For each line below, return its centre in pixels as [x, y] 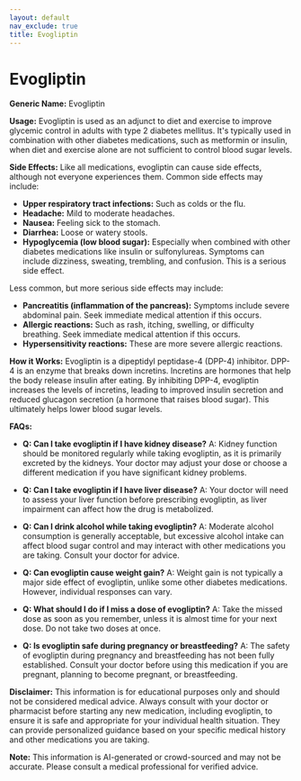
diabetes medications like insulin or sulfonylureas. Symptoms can [143, 252]
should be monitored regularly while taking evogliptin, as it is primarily [152, 453]
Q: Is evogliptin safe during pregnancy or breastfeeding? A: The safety [156, 646]
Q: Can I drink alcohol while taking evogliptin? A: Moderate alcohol [148, 526]
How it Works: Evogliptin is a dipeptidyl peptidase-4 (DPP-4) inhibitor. [139, 362]
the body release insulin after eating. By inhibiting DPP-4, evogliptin [134, 381]
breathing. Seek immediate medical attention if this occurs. [131, 335]
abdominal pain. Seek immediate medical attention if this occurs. [142, 315]
